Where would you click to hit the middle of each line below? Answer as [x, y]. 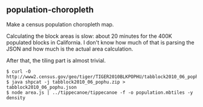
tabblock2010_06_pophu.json [42, 87]
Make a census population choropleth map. [60, 24]
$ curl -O [19, 72]
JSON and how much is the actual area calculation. [70, 49]
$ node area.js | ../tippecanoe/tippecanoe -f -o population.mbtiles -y [100, 93]
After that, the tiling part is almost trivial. [56, 60]
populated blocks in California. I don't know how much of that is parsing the [100, 42]
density [16, 98]
